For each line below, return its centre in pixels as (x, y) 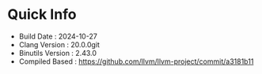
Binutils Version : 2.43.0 (57, 53)
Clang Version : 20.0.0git (59, 44)
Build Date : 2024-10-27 (58, 36)
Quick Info (42, 15)
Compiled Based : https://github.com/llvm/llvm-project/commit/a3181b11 (136, 61)
